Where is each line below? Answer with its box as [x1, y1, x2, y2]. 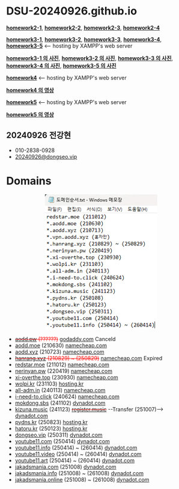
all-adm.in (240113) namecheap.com [14, 386, 106, 393]
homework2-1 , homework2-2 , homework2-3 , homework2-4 [6, 24, 160, 31]
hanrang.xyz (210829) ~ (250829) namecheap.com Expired [14, 354, 163, 361]
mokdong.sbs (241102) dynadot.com [14, 399, 106, 407]
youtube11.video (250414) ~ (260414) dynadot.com [14, 450, 142, 458]
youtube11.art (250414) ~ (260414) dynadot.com [14, 457, 135, 464]
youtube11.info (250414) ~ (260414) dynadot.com [14, 444, 138, 451]
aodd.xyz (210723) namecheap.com [14, 348, 105, 355]
